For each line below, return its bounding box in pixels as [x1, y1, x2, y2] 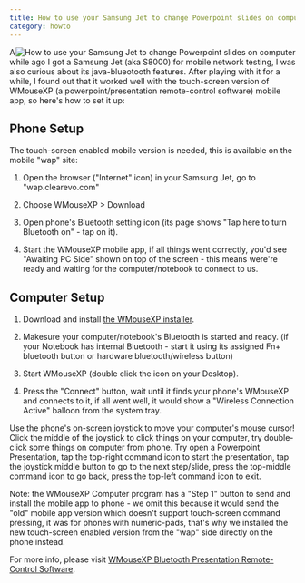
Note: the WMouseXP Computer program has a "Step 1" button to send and [9, 489, 290, 500]
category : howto [9, 22, 71, 31]
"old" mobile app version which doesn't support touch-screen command [9, 508, 281, 519]
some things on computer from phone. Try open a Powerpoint [28, 442, 261, 453]
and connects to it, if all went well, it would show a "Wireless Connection [22, 395, 295, 406]
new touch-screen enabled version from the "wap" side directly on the [9, 527, 274, 538]
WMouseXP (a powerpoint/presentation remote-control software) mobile [9, 85, 281, 96]
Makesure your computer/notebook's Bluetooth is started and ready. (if [22, 332, 289, 343]
